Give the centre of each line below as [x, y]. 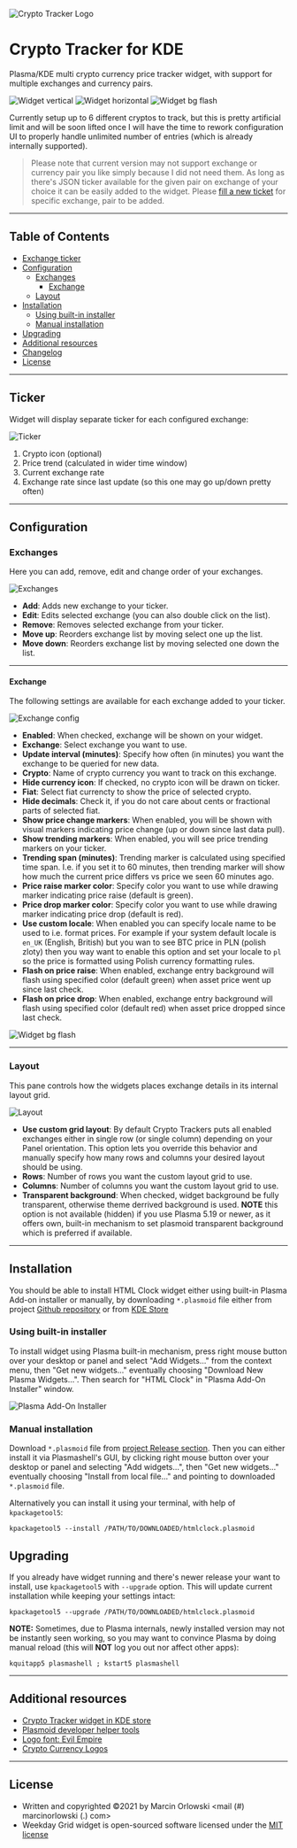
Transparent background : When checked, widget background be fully [151, 1195]
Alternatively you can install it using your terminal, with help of [122, 1503]
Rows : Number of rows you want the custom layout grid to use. [137, 1176]
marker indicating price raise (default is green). [107, 895]
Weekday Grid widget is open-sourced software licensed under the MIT [152, 1825]
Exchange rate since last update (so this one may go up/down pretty [146, 482]
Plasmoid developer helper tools [80, 1729]
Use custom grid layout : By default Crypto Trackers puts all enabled [147, 1129]
